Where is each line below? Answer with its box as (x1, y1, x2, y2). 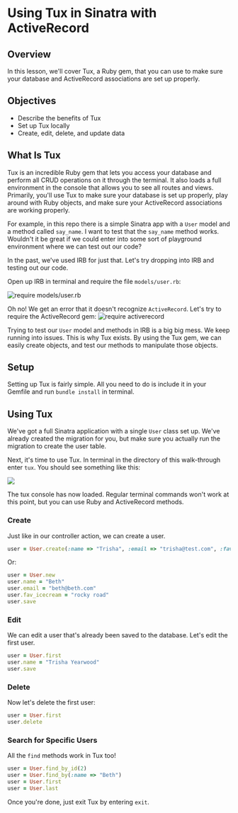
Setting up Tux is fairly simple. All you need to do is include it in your (7, 380, 207, 389)
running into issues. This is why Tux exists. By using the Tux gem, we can (7, 333, 222, 341)
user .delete (7, 718, 42, 725)
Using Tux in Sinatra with (7, 5, 157, 21)
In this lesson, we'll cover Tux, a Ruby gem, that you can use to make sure (7, 67, 223, 75)
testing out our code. (7, 263, 69, 272)
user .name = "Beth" (7, 579, 65, 586)
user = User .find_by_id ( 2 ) (7, 765, 87, 773)
